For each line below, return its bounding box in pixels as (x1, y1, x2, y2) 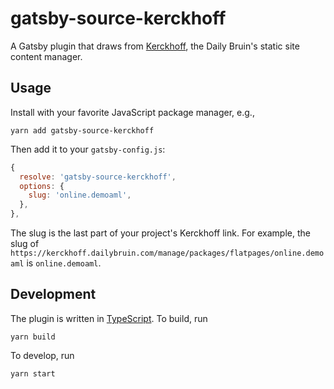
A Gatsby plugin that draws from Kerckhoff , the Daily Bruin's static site (10, 40, 300, 52)
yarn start (10, 368, 56, 379)
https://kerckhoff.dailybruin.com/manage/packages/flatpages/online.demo (10, 248, 325, 258)
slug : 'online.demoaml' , (28, 190, 132, 201)
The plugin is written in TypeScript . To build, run (10, 312, 208, 324)
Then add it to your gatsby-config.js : (10, 143, 166, 155)
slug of (10, 238, 40, 249)
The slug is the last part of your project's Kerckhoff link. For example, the (10, 227, 311, 239)
